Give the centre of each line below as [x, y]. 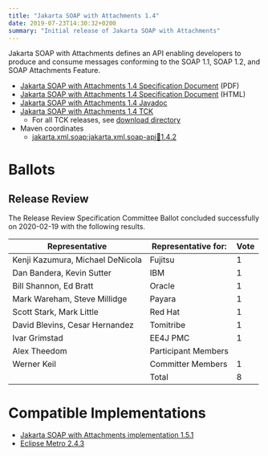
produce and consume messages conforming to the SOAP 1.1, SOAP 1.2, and [134, 62]
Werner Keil [34, 364]
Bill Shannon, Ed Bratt [53, 286]
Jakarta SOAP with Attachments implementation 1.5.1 [107, 435]
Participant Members [189, 351]
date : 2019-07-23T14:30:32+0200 [62, 23]
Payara [163, 299]
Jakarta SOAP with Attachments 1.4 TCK [87, 111]
